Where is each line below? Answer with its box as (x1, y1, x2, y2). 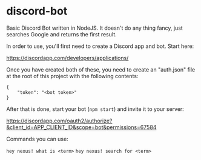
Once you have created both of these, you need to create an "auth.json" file (6, 65, 196, 73)
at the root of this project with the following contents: (6, 72, 139, 79)
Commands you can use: (6, 135, 68, 142)
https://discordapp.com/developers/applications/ (6, 54, 129, 61)
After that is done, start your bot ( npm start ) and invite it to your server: (6, 105, 185, 113)
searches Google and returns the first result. (6, 30, 117, 38)
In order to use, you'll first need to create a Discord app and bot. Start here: (6, 42, 194, 50)
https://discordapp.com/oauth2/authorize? (6, 117, 113, 124)
